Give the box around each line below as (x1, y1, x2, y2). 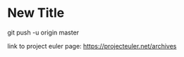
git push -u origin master (7, 28, 80, 37)
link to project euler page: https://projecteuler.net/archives (7, 42, 177, 50)
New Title (7, 5, 65, 21)
